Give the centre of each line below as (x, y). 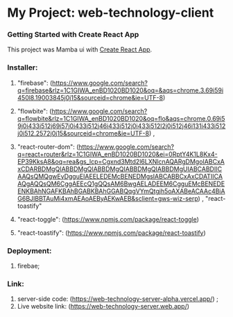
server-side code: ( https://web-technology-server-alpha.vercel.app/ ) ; (118, 299)
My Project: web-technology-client (111, 13)
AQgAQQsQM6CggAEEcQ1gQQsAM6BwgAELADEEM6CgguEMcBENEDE (121, 184)
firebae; (28, 266)
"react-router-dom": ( (48, 147)
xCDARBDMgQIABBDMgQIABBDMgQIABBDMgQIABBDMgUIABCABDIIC (120, 169)
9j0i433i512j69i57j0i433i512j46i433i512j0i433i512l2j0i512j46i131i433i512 (121, 126)
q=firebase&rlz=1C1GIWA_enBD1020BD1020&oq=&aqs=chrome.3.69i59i (120, 90)
